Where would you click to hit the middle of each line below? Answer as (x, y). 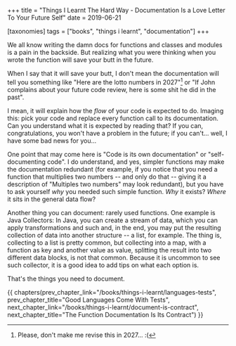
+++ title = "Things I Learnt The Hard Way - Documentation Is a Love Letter (117, 10)
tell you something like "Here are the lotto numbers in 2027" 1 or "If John (111, 82)
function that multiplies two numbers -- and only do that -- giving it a (107, 177)
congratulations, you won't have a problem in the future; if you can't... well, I (117, 133)
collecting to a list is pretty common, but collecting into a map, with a (107, 243)
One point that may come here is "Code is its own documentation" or (107, 154)
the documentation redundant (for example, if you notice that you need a (112, 169)
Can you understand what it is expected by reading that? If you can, (105, 125)
